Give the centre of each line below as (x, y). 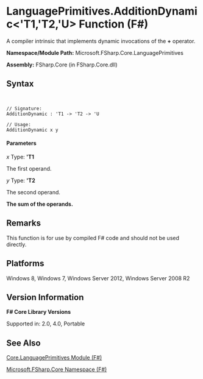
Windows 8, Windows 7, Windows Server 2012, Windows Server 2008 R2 (98, 278)
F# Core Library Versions (39, 312)
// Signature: (24, 108)
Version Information (45, 297)
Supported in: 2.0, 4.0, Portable (46, 324)
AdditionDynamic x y (33, 130)
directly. (16, 244)
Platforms (25, 264)
